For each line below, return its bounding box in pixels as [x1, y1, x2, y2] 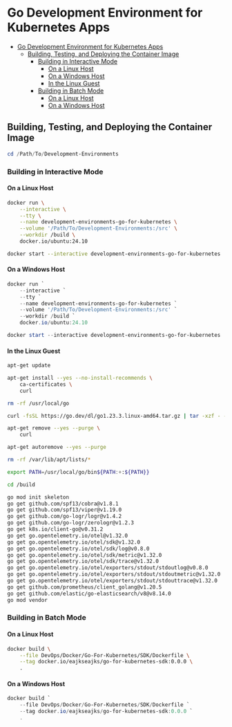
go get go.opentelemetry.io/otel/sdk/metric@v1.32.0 [7, 551, 162, 558]
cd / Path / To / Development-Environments [7, 150, 119, 157]
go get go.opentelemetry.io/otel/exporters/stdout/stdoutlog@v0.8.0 [7, 564, 209, 571]
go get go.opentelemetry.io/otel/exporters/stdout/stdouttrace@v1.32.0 [7, 578, 217, 585]
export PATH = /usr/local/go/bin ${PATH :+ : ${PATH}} [7, 468, 150, 475]
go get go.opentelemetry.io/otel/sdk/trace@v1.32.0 [7, 558, 159, 565]
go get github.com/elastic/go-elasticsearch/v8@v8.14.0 [7, 590, 171, 597]
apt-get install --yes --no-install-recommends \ [7, 375, 153, 382]
